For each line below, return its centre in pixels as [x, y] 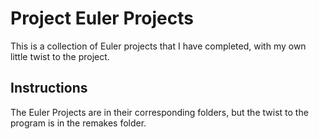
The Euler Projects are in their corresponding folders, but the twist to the [159, 112]
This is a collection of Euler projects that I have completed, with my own [158, 46]
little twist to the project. [60, 56]
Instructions [49, 88]
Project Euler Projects [102, 18]
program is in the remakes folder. [78, 123]
